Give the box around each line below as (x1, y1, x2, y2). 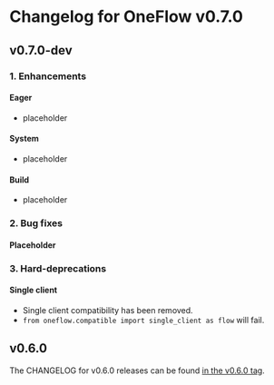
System (9, 133, 39, 144)
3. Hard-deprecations (9, 262, 107, 274)
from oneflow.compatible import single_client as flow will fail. (22, 314, 265, 325)
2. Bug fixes (9, 217, 64, 230)
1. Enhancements (9, 70, 87, 83)
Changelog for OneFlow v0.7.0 (9, 6, 243, 27)
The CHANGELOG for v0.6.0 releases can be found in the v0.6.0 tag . (9, 365, 265, 376)
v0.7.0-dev (9, 43, 73, 58)
